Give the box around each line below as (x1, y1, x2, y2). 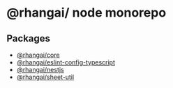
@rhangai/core (16, 51, 60, 59)
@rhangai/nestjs (16, 66, 64, 73)
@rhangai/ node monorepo (6, 5, 167, 21)
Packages (6, 33, 50, 44)
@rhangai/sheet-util (16, 73, 75, 81)
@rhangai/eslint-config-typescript (16, 58, 116, 67)
